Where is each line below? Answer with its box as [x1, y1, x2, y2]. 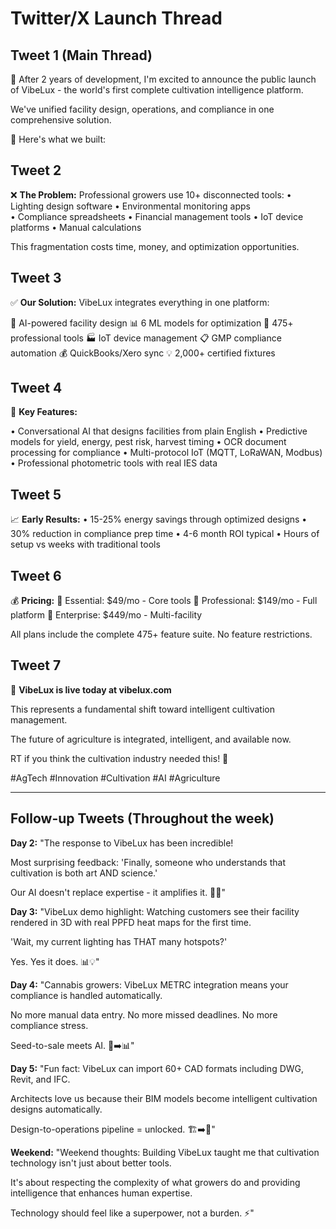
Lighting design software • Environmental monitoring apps [10, 200, 251, 212]
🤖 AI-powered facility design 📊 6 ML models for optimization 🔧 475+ [10, 317, 294, 329]
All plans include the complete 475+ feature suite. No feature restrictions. [10, 628, 313, 641]
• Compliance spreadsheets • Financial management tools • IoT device [10, 210, 304, 222]
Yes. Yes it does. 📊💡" [10, 955, 100, 967]
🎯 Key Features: [10, 406, 78, 418]
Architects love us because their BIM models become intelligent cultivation [10, 1092, 318, 1104]
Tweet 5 [10, 486, 62, 503]
